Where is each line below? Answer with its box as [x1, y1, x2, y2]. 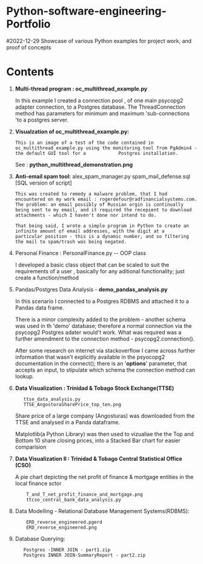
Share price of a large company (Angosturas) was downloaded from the [15, 412, 195, 420]
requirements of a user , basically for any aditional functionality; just [15, 267, 185, 274]
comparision [15, 443, 47, 450]
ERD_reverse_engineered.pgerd [26, 519, 102, 525]
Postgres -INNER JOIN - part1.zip [23, 546, 111, 553]
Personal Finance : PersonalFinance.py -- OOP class [15, 249, 147, 256]
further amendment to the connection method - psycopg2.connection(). [15, 335, 195, 342]
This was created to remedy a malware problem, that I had [15, 191, 168, 197]
